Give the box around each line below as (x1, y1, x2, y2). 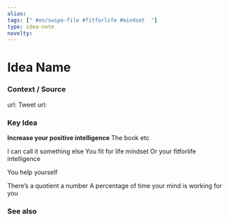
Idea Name (7, 60, 71, 75)
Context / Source (7, 84, 66, 94)
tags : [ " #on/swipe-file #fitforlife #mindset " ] (7, 17, 158, 24)
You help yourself (7, 168, 58, 176)
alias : (7, 10, 27, 17)
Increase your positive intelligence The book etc (7, 134, 150, 142)
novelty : (7, 29, 33, 37)
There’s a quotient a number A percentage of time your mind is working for (7, 182, 222, 190)
